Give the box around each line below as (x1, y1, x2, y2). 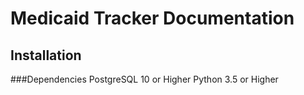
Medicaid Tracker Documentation (10, 7, 295, 30)
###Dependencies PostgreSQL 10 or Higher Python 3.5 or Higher (10, 73, 279, 85)
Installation (10, 47, 82, 64)
